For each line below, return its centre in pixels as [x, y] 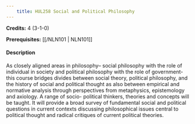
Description [21, 52]
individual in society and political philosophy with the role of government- [95, 72]
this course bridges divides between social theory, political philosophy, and [97, 78]
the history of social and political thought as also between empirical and [93, 84]
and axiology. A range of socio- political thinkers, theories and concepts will [97, 96]
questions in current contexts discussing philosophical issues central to [92, 109]
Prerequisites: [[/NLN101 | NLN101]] [49, 39]
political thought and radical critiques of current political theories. [85, 115]
